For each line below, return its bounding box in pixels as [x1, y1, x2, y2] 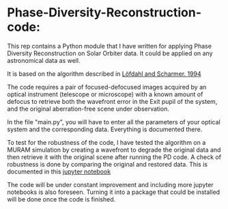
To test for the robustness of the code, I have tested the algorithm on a [7, 138, 206, 146]
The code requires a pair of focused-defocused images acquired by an [7, 83, 207, 91]
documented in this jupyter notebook [7, 167, 111, 176]
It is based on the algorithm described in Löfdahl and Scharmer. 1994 [7, 70, 201, 78]
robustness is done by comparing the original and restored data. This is [7, 160, 208, 168]
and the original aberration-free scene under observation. [7, 104, 169, 113]
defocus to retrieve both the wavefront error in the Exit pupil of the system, [7, 97, 218, 105]
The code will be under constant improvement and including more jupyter [7, 180, 214, 189]
